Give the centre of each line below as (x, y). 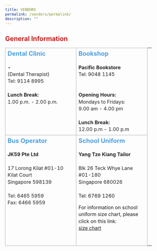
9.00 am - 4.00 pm (101, 109)
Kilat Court (20, 175)
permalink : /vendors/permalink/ (38, 14)
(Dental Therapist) (29, 74)
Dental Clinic (26, 54)
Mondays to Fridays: (102, 102)
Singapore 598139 (30, 182)
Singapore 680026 (100, 182)
